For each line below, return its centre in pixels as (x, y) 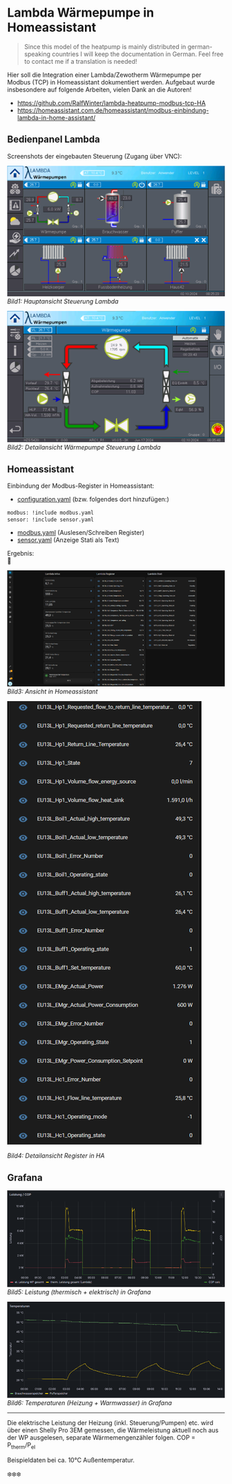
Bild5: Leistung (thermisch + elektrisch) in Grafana (79, 1292)
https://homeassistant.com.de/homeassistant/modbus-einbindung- (113, 110)
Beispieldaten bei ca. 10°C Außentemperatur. (71, 1460)
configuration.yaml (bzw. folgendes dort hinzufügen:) (93, 499)
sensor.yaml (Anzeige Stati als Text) (68, 540)
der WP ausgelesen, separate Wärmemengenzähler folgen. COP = (101, 1438)
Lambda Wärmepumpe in (80, 13)
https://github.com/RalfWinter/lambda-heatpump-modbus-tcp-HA (111, 103)
